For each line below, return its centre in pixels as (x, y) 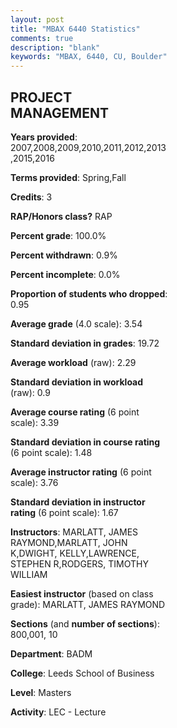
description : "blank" (55, 47)
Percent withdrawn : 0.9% (64, 255)
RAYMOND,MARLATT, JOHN (69, 542)
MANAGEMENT (59, 112)
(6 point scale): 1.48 (51, 452)
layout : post (37, 19)
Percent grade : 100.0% (58, 235)
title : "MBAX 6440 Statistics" (75, 29)
